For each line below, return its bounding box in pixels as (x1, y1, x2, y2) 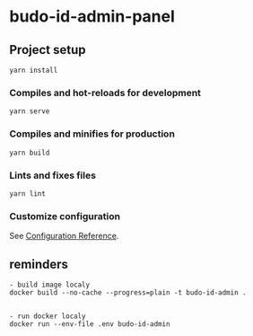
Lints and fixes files (9, 169, 97, 181)
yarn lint (9, 189, 47, 199)
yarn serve (9, 107, 50, 116)
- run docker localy (9, 312, 87, 321)
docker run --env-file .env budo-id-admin (9, 320, 170, 329)
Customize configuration (9, 209, 121, 222)
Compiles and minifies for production (9, 128, 175, 140)
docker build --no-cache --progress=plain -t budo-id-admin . (9, 288, 247, 297)
